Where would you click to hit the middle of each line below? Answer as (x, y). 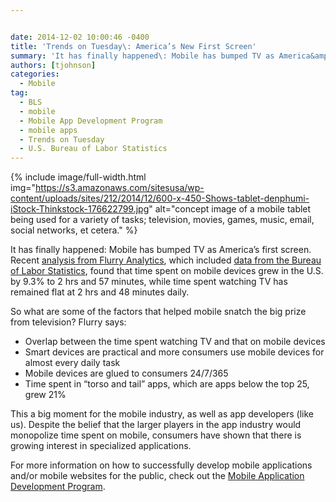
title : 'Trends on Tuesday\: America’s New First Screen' (133, 46)
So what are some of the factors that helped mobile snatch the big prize (158, 312)
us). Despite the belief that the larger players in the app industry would (156, 425)
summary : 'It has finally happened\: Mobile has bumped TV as (142, 56)
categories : (35, 74)
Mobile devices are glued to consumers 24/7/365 (126, 373)
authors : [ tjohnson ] (53, 65)
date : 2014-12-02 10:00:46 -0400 (80, 37)
